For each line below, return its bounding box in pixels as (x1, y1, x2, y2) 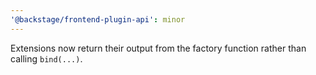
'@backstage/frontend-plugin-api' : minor (10, 14, 186, 25)
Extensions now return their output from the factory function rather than (10, 42, 307, 54)
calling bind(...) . (10, 52, 83, 65)
